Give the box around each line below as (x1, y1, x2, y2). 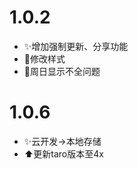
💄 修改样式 (23, 52, 66, 65)
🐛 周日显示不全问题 (23, 65, 101, 77)
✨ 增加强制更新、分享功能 (23, 40, 129, 52)
